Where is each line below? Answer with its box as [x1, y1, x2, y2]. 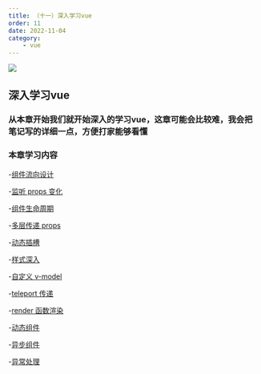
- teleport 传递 [8, 288, 54, 298]
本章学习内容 [8, 150, 58, 161]
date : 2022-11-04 [8, 26, 66, 34]
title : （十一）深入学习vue [8, 11, 92, 20]
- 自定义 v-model [8, 271, 62, 281]
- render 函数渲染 [8, 305, 64, 315]
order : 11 [8, 19, 42, 27]
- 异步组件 [8, 340, 40, 349]
